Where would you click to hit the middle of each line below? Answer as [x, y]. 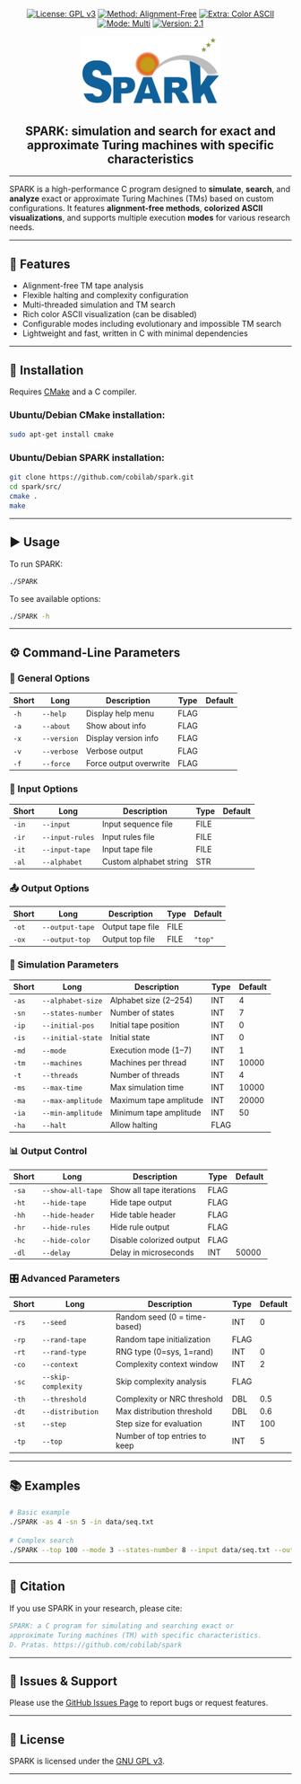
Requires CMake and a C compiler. [73, 392]
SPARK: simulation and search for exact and [150, 131]
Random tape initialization [163, 1339]
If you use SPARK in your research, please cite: [96, 1608]
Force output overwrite [128, 763]
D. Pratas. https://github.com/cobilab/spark [95, 1645]
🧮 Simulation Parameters [64, 965]
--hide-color [66, 1241]
